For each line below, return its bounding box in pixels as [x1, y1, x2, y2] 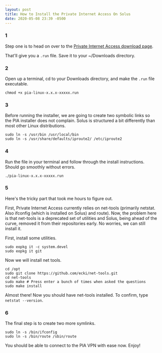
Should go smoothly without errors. [5, 164, 75, 170]
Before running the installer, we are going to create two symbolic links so [5, 113, 150, 118]
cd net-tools [5, 275, 31, 280]
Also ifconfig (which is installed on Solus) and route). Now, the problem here [5, 210, 157, 216]
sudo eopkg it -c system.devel [5, 244, 68, 249]
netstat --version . [5, 297, 44, 303]
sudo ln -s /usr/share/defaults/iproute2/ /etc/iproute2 [5, 136, 122, 141]
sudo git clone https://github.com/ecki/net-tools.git [5, 270, 118, 276]
